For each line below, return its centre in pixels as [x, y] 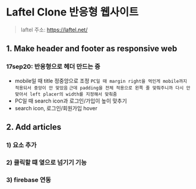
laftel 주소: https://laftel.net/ [54, 30]
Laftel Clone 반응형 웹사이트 [72, 12]
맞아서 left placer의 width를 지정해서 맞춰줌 [66, 94]
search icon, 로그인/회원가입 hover [56, 108]
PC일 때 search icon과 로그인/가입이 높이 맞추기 [71, 101]
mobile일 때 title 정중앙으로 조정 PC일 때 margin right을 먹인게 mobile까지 [101, 81]
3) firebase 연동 [29, 180]
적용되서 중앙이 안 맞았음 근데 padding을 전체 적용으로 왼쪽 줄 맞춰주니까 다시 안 [102, 88]
